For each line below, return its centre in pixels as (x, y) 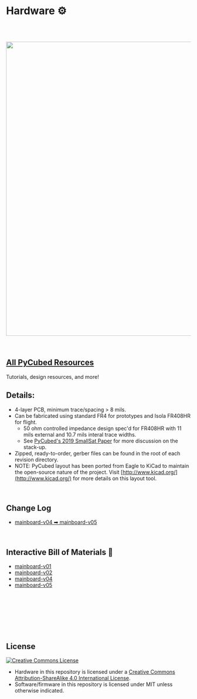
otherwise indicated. (39, 690)
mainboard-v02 (33, 572)
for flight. (26, 422)
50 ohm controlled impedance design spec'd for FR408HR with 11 (102, 428)
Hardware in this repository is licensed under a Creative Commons (95, 672)
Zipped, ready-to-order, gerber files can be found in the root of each (97, 453)
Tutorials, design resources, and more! (53, 377)
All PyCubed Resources (50, 363)
